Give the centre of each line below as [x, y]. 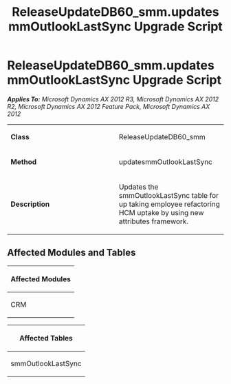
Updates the [139, 187]
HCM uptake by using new [162, 212]
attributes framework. [154, 221]
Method [24, 161]
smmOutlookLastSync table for [169, 195]
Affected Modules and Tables [71, 253]
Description [30, 204]
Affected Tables [46, 338]
